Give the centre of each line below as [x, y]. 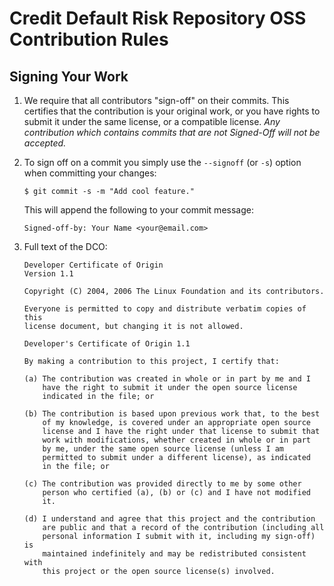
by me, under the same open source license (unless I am [163, 449]
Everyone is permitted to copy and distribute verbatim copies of [165, 309]
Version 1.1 [48, 274]
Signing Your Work [69, 76]
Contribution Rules [89, 39]
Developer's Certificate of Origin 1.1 [107, 344]
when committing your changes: [90, 173]
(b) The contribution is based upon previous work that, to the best [172, 414]
